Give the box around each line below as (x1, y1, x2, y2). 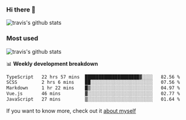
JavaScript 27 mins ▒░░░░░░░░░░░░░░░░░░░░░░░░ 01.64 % (6, 96, 181, 103)
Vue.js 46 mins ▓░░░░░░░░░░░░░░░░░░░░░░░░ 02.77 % (6, 90, 181, 97)
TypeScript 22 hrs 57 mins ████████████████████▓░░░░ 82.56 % (6, 74, 181, 80)
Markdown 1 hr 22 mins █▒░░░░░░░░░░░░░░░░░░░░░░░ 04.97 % (6, 85, 181, 91)
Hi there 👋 (6, 5, 36, 14)
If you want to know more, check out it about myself (6, 107, 136, 114)
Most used (6, 34, 38, 43)
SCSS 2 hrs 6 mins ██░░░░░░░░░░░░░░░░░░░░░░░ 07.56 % (6, 80, 181, 86)
